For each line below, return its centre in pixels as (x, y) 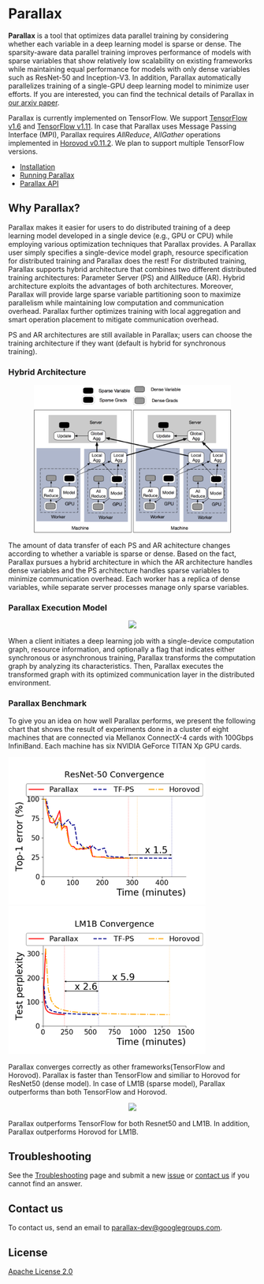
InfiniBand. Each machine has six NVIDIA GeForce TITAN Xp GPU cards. (125, 745)
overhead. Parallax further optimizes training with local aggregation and (125, 311)
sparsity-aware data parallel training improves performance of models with (130, 52)
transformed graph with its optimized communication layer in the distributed (131, 674)
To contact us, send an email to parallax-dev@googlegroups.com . (115, 1228)
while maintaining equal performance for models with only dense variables (129, 69)
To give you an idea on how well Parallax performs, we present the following (132, 720)
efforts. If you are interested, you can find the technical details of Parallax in (131, 94)
